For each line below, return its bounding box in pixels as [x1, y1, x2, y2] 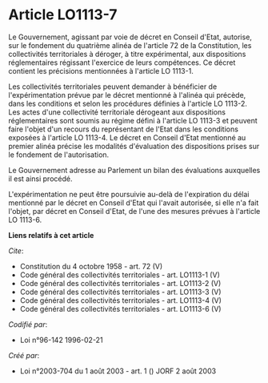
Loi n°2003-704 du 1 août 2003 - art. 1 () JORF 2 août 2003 [19, 366, 217, 376]
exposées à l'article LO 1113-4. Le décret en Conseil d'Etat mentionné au [8, 132, 246, 142]
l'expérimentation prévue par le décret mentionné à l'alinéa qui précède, [8, 90, 246, 99]
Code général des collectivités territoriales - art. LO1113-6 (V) [19, 304, 222, 313]
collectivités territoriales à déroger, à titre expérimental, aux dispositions [8, 49, 246, 58]
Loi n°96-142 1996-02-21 [19, 335, 103, 345]
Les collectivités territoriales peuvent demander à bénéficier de [8, 82, 218, 91]
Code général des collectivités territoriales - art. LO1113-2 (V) [19, 278, 222, 288]
